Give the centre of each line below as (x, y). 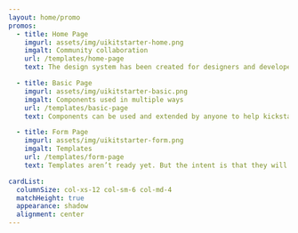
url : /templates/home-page (74, 59)
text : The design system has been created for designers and (140, 68)
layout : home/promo (44, 17)
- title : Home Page (52, 34)
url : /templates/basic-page (76, 108)
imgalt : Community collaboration (86, 51)
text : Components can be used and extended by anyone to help (142, 116)
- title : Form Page (52, 133)
